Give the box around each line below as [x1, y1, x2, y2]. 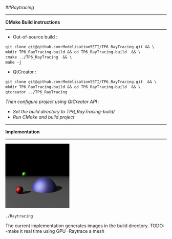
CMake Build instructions [5, 19, 60, 25]
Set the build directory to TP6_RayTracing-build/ [12, 109, 115, 114]
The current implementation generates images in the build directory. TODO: [5, 223, 165, 229]
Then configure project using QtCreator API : [5, 98, 100, 105]
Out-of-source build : [12, 34, 58, 40]
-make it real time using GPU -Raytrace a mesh [5, 228, 105, 234]
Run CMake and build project [12, 114, 75, 120]
